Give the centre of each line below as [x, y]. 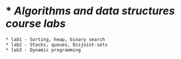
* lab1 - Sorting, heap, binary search [55, 39]
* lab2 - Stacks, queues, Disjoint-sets [57, 45]
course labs [36, 24]
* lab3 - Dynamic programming [43, 50]
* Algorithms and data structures [90, 11]
